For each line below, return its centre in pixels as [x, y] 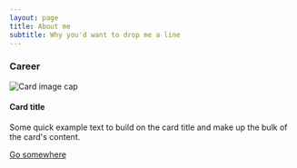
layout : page [34, 18]
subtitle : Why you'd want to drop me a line [95, 35]
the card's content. [45, 136]
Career [25, 66]
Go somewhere [38, 154]
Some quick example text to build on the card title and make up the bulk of [148, 127]
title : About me [40, 26]
